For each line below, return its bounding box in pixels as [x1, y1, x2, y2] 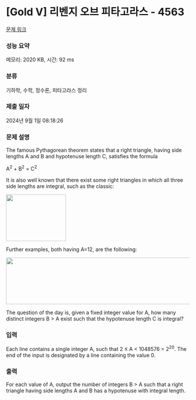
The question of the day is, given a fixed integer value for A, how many [6, 309, 176, 316]
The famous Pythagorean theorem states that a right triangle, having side [6, 147, 182, 154]
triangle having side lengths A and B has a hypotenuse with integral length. [6, 387, 186, 394]
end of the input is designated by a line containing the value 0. [6, 352, 156, 359]
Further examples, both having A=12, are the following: [6, 246, 137, 253]
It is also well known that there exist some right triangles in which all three [6, 176, 184, 183]
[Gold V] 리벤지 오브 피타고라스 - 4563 [6, 5, 185, 19]
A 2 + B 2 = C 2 [6, 164, 37, 172]
